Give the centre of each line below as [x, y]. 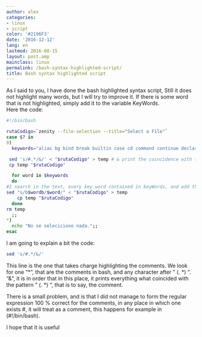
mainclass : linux [28, 62]
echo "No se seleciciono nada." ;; [55, 226]
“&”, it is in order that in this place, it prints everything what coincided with [98, 278]
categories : [21, 17]
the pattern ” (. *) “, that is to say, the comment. [65, 285]
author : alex [23, 12]
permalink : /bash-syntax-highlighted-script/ [64, 68]
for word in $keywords [40, 176]
